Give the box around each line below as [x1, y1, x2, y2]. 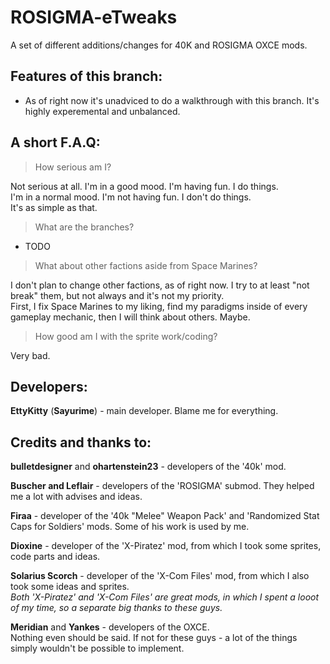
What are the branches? [34, 221, 135, 233]
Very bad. [10, 349, 51, 361]
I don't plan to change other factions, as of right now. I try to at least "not [10, 279, 310, 291]
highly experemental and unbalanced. [24, 105, 181, 117]
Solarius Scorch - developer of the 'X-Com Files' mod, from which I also [10, 570, 310, 582]
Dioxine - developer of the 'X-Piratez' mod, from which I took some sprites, [10, 540, 322, 552]
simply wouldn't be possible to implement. [10, 642, 185, 655]
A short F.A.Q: [10, 134, 101, 151]
